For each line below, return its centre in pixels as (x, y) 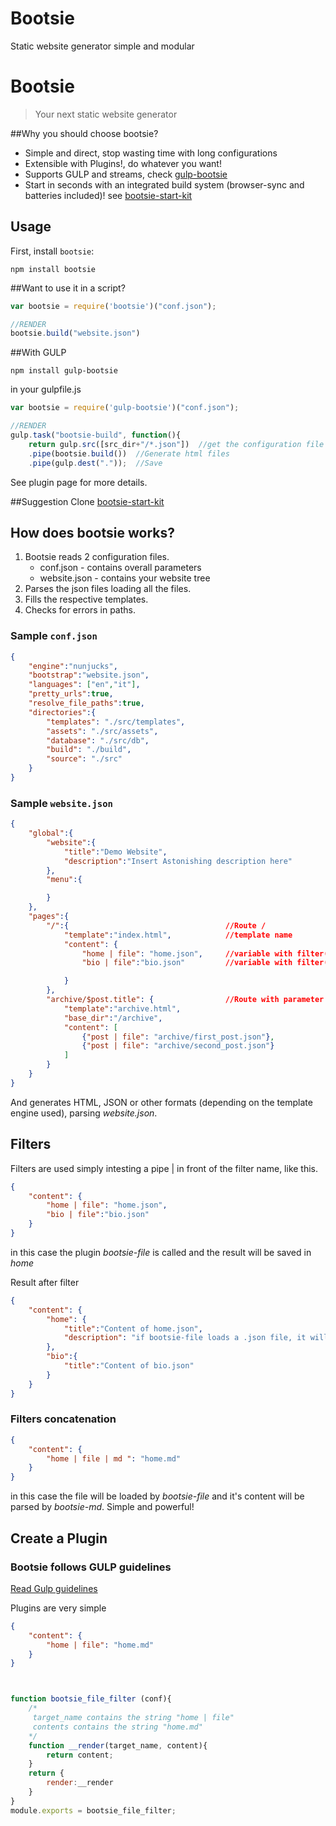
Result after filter (45, 1282)
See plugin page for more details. (79, 482)
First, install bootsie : (52, 251)
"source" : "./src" (84, 759)
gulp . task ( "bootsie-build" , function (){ (96, 435)
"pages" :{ (49, 917)
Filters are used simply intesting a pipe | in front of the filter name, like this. (164, 1168)
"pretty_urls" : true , (71, 694)
